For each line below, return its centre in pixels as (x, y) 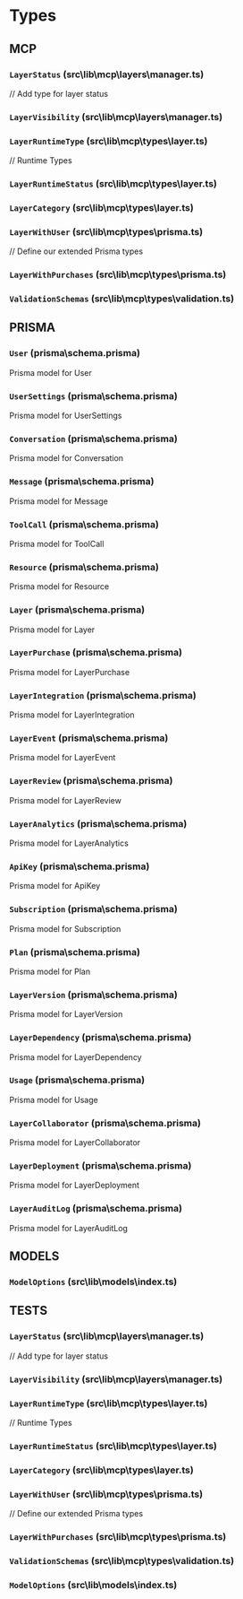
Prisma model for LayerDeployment (75, 1186)
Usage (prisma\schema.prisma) (77, 1080)
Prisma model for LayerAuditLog (68, 1228)
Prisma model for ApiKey (55, 886)
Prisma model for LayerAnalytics (69, 843)
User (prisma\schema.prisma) (75, 353)
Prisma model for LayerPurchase (70, 672)
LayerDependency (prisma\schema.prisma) (101, 1038)
